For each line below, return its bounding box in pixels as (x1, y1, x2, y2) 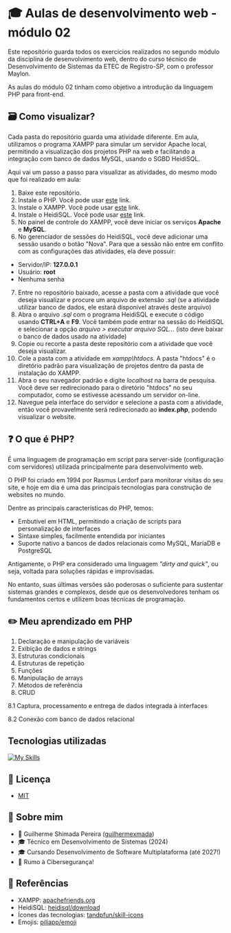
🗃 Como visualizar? (8, 111, 96, 122)
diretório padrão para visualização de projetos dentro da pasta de (17, 361, 204, 369)
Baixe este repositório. (17, 189, 82, 197)
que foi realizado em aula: (8, 175, 81, 183)
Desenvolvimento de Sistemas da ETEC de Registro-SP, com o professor (8, 62, 214, 70)
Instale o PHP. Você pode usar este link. (17, 195, 131, 204)
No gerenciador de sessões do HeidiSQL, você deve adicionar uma (17, 232, 208, 241)
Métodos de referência (17, 681, 83, 689)
